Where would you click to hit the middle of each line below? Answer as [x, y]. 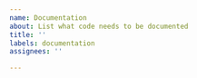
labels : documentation [52, 43]
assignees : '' [36, 52]
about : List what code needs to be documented [99, 26]
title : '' [28, 34]
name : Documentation [49, 18]
